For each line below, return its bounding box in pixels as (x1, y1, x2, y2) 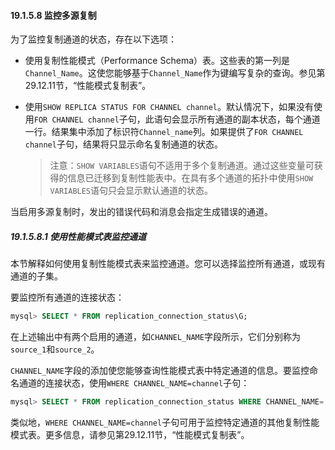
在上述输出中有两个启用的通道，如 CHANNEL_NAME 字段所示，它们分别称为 (10, 331, 301, 343)
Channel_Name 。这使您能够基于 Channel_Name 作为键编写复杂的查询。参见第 (24, 67, 326, 79)
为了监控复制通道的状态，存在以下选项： (10, 33, 177, 45)
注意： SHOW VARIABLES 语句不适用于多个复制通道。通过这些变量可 (49, 160, 315, 172)
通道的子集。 (10, 270, 63, 282)
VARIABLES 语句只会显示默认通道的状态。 (49, 185, 214, 197)
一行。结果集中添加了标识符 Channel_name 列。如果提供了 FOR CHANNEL (24, 126, 304, 138)
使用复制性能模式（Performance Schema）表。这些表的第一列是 (24, 55, 291, 67)
